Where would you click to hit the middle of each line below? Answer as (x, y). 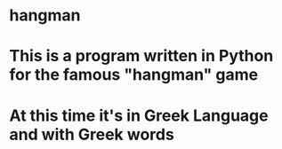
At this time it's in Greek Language (139, 115)
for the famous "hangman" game (134, 75)
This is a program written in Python (141, 56)
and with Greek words (92, 134)
